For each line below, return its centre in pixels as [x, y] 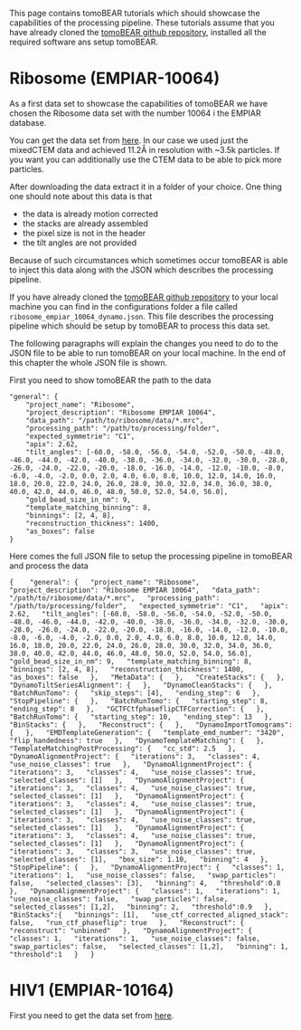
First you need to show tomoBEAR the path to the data [110, 380]
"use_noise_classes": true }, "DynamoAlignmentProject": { [131, 764]
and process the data [49, 566]
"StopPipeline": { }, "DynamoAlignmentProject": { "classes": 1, [147, 867]
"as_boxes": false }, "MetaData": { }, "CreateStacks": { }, [147, 677]
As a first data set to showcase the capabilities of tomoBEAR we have [139, 103]
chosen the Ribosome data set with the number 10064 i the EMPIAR [135, 113]
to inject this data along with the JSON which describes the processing [141, 270]
